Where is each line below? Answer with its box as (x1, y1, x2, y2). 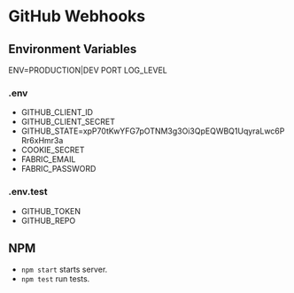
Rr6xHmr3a (20, 135, 64, 146)
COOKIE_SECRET (20, 144, 85, 156)
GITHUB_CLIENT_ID (20, 107, 94, 118)
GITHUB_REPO (20, 215, 76, 226)
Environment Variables (8, 42, 137, 57)
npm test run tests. (20, 274, 90, 284)
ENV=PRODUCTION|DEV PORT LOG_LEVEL (8, 65, 167, 75)
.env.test (8, 186, 48, 198)
